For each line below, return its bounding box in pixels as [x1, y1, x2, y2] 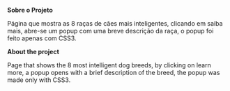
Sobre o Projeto [7, 6, 54, 14]
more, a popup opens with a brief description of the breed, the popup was [7, 69, 220, 76]
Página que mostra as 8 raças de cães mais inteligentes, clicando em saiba [7, 19, 223, 27]
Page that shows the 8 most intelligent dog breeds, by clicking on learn [7, 61, 211, 69]
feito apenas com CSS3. [7, 34, 77, 42]
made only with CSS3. [7, 76, 71, 84]
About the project [7, 48, 59, 56]
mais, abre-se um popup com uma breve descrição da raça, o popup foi [7, 27, 214, 35]
